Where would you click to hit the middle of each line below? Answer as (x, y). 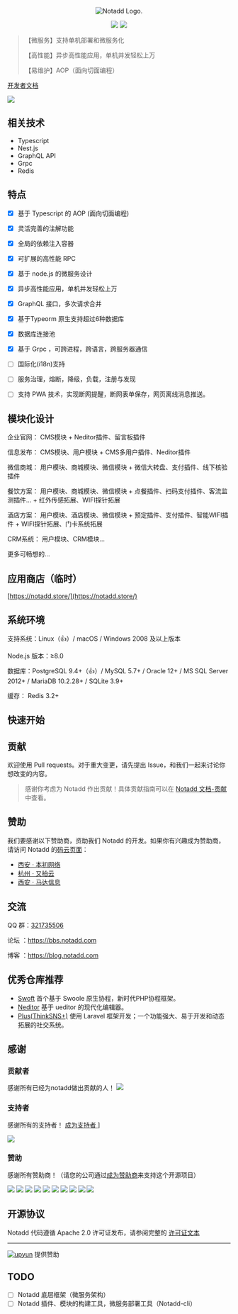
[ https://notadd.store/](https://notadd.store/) (73, 596)
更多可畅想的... (29, 554)
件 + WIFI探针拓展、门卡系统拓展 (55, 524)
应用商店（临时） (45, 579)
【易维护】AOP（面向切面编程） (72, 70)
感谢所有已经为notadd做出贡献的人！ (61, 1088)
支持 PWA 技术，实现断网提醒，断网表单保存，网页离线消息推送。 (113, 394)
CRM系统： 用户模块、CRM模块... (56, 539)
